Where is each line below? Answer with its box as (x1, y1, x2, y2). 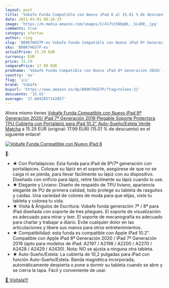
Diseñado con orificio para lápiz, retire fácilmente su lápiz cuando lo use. (12, 176, 164, 182)
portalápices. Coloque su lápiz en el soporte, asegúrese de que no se (12, 166, 157, 172)
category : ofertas (5, 31, 44, 36)
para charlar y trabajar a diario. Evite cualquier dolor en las (12, 219, 134, 225)
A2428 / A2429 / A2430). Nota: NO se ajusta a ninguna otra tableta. (12, 246, 154, 252)
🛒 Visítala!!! (5, 277, 29, 283)
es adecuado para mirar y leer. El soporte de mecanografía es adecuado (12, 214, 163, 220)
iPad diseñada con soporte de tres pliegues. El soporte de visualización (12, 209, 161, 215)
